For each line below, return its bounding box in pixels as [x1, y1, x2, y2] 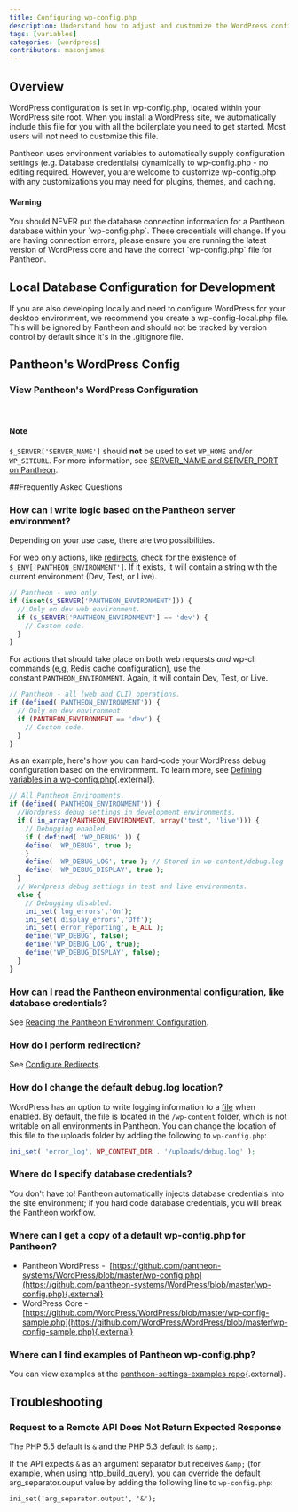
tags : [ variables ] [9, 29, 77, 38]
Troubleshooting [9, 1394, 104, 1409]
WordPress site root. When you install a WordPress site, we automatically [9, 112, 277, 122]
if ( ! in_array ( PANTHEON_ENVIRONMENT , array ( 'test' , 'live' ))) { [17, 816, 260, 825]
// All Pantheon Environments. [9, 791, 125, 800]
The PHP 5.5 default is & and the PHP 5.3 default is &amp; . [9, 1441, 218, 1452]
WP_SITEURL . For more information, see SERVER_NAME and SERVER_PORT [9, 454, 279, 466]
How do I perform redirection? [9, 1039, 142, 1051]
